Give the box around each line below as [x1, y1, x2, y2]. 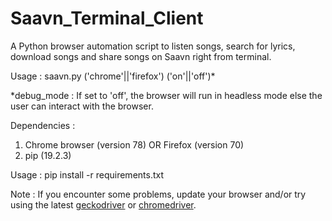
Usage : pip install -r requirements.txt [10, 168, 165, 181]
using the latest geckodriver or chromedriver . [10, 198, 197, 211]
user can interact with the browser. [10, 100, 154, 112]
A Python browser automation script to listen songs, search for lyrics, [10, 40, 296, 52]
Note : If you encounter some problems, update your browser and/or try [10, 188, 307, 200]
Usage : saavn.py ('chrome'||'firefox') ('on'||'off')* [10, 70, 216, 82]
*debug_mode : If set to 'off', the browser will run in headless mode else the [10, 89, 323, 101]
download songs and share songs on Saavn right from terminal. [10, 50, 272, 62]
